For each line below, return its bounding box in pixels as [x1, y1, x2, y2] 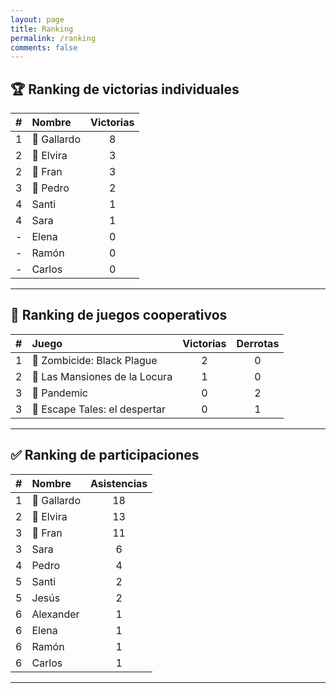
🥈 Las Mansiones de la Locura [31, 369, 173, 383]
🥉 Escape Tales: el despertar [31, 402, 167, 416]
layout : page [10, 14, 65, 25]
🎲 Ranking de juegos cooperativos [10, 307, 228, 324]
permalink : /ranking [10, 33, 97, 43]
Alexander [31, 607, 80, 621]
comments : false [10, 42, 78, 53]
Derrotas [236, 336, 280, 350]
